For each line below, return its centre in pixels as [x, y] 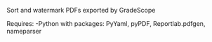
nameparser [24, 31]
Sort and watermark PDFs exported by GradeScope [81, 10]
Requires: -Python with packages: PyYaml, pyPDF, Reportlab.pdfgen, [106, 23]
